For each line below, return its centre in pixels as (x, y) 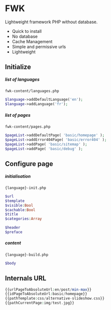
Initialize (18, 67)
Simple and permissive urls (39, 46)
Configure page (29, 163)
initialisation (18, 176)
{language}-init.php (26, 188)
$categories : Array (23, 219)
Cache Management (32, 41)
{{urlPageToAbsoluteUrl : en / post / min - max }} (48, 289)
